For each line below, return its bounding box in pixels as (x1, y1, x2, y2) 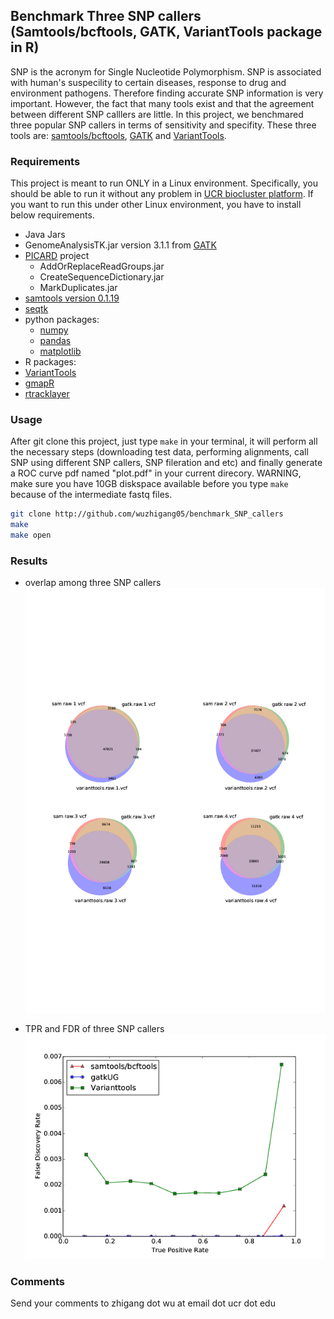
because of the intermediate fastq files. (10, 489, 173, 501)
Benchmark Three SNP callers (10, 8, 202, 25)
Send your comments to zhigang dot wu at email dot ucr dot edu (10, 1297, 276, 1309)
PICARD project (24, 250, 90, 262)
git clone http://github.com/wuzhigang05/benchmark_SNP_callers (10, 509, 284, 519)
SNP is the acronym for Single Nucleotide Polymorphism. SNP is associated (10, 65, 322, 78)
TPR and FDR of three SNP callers (24, 1022, 165, 1034)
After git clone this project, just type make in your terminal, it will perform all (10, 435, 318, 448)
